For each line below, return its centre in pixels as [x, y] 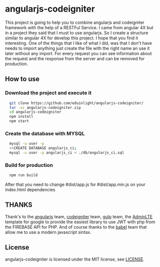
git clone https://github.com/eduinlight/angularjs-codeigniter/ [77, 103]
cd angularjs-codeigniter [36, 112]
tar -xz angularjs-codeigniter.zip [45, 107]
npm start [19, 121]
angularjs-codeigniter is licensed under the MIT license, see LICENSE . [75, 259]
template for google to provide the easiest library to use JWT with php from [80, 222]
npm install [22, 117]
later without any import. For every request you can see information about [79, 53]
